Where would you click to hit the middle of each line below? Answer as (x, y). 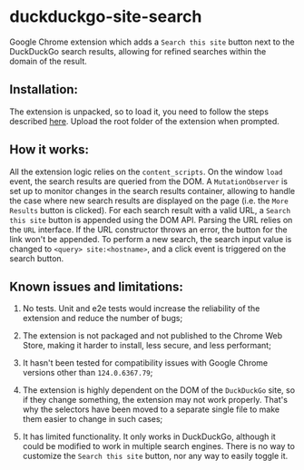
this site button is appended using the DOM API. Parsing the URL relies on (151, 220)
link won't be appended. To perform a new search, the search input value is (151, 239)
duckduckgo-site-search (106, 17)
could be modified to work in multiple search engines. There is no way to (158, 446)
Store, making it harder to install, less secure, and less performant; (147, 346)
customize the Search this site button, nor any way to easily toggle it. (155, 456)
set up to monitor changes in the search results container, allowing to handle (152, 191)
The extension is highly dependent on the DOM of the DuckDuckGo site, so (159, 390)
